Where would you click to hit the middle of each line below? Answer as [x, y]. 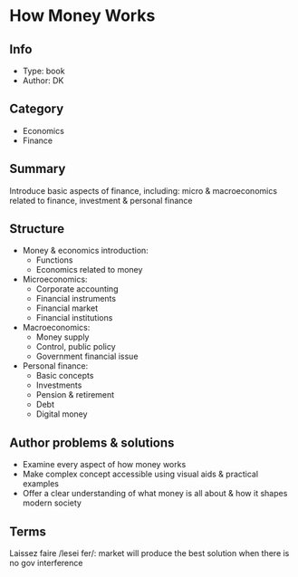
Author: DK [43, 81]
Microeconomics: [55, 279]
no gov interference [46, 563]
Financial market [67, 308]
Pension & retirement [75, 395]
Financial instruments [76, 299]
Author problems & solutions [92, 442]
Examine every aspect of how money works [104, 465]
